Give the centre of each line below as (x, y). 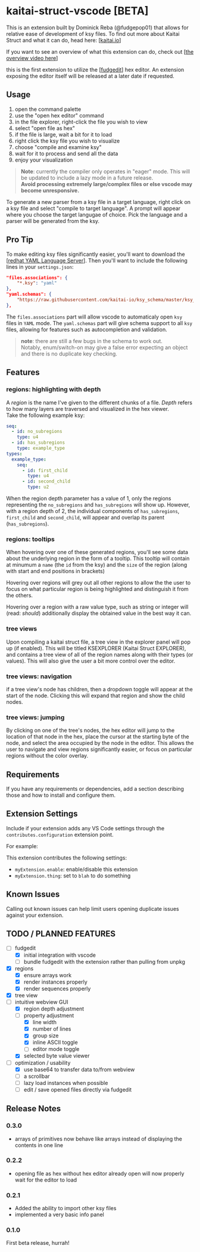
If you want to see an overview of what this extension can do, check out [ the (100, 51)
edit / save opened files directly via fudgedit (78, 1089)
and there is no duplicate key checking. (69, 354)
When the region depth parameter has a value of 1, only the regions (89, 498)
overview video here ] (32, 58)
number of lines (52, 1029)
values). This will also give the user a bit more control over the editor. (91, 661)
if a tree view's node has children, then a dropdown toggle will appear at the (100, 689)
